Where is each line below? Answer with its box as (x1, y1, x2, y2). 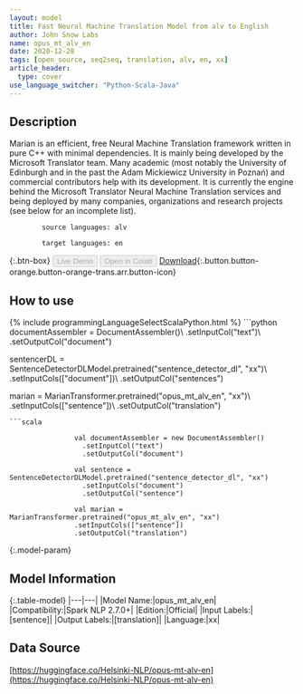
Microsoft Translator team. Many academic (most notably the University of (9, 158, 287, 169)
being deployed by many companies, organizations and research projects (9, 196, 283, 207)
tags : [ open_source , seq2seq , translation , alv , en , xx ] (9, 55, 229, 64)
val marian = (73, 505, 124, 515)
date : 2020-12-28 (9, 47, 75, 56)
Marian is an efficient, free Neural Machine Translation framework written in (9, 138, 291, 149)
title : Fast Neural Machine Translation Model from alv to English (9, 22, 270, 31)
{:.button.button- (196, 255, 260, 266)
